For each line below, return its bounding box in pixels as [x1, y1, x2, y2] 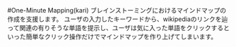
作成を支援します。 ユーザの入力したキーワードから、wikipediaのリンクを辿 [7, 15, 228, 23]
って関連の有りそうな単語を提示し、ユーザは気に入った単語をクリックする [7, 24, 224, 32]
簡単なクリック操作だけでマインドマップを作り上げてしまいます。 [25, 32, 218, 41]
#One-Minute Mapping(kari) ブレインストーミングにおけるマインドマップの [7, 6, 227, 14]
